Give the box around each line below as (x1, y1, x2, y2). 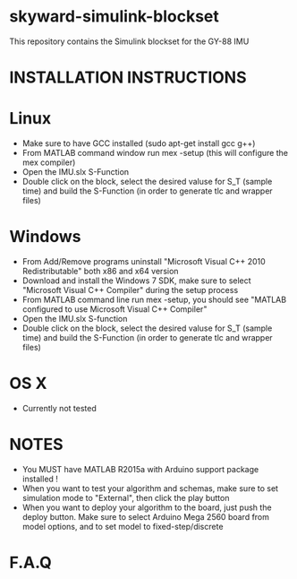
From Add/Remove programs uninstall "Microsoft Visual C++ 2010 (21, 256, 266, 266)
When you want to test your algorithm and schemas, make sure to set (21, 482, 279, 494)
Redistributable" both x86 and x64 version (21, 266, 179, 276)
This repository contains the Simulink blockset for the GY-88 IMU (9, 36, 250, 47)
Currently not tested (21, 402, 97, 413)
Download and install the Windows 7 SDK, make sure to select (21, 275, 252, 286)
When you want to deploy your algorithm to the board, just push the (21, 502, 272, 513)
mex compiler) (21, 157, 76, 168)
